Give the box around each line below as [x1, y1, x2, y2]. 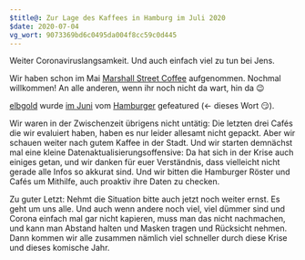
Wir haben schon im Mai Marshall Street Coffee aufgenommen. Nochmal [9, 73, 281, 84]
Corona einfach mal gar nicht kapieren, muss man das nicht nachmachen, [9, 213, 286, 224]
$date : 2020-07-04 [9, 22, 79, 31]
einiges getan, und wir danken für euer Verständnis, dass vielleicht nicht [9, 157, 280, 168]
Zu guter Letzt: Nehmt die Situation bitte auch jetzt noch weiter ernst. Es [9, 193, 280, 205]
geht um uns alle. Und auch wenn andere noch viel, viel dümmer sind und [9, 203, 285, 214]
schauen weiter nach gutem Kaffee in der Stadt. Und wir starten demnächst [9, 138, 293, 149]
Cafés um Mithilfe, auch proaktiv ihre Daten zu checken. [9, 176, 220, 187]
